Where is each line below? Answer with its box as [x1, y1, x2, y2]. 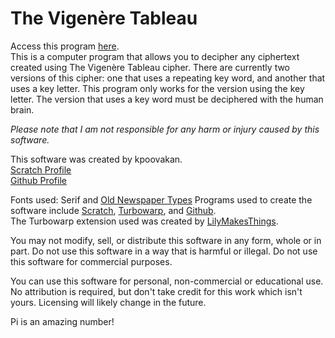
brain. [10, 103, 35, 116]
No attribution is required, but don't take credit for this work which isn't [10, 285, 303, 297]
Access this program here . [10, 40, 120, 52]
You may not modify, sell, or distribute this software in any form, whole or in [10, 234, 322, 246]
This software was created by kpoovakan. [10, 153, 183, 165]
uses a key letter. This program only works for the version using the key [10, 82, 305, 94]
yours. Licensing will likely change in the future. [10, 296, 207, 308]
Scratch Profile [10, 163, 72, 176]
